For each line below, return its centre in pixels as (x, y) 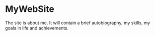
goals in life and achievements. (37, 28)
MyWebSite (30, 9)
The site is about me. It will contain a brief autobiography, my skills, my (78, 23)
